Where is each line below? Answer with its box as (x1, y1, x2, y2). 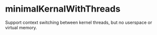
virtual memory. (5, 24, 37, 30)
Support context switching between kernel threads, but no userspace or (5, 19, 153, 25)
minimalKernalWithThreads (5, 3, 120, 15)
